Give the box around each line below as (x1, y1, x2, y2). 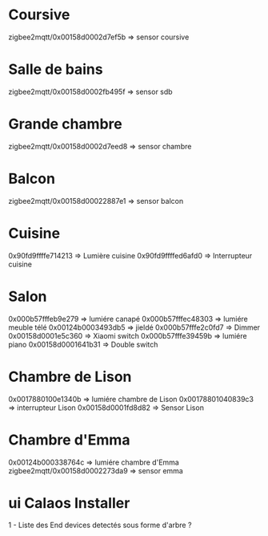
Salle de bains (8, 60, 103, 79)
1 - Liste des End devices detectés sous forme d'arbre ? (8, 520, 192, 530)
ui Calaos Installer (8, 493, 130, 512)
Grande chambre (8, 115, 122, 133)
